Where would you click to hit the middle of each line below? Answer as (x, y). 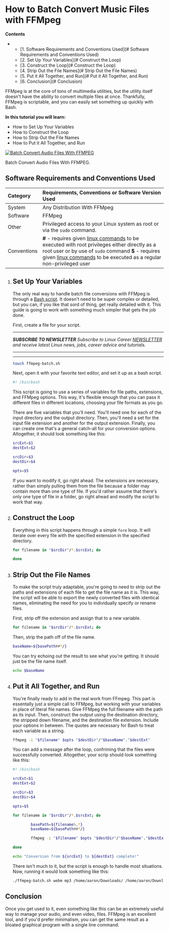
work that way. (28, 502)
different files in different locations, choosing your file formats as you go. (88, 403)
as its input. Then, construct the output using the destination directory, (86, 714)
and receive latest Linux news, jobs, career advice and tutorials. (79, 345)
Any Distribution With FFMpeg (78, 207)
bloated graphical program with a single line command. (62, 924)
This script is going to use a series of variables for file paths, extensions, (88, 392)
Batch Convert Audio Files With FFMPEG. (48, 162)
